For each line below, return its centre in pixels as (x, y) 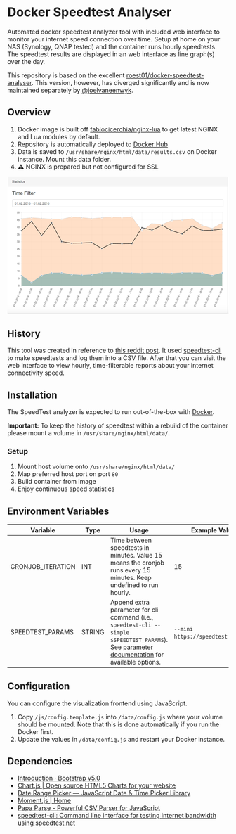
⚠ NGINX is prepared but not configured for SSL (88, 167)
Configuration (39, 686)
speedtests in (130, 548)
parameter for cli (134, 610)
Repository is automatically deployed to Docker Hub (93, 144)
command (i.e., (132, 617)
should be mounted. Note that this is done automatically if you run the (118, 724)
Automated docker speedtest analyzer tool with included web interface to (113, 32)
